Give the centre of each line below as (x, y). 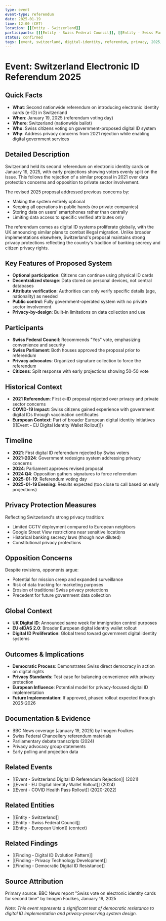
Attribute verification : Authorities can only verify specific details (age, (84, 291)
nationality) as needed (35, 296)
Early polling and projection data (45, 751)
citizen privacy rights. (27, 248)
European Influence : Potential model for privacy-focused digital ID (80, 688)
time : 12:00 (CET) (24, 24)
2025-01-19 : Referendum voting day (50, 479)
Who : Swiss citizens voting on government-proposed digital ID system (84, 128)
